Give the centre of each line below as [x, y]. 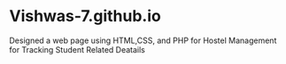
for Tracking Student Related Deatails [77, 49]
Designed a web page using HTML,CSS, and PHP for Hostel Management [143, 40]
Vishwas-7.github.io [85, 16]
